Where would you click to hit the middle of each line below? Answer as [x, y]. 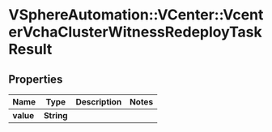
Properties [36, 79]
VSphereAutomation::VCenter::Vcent [136, 15]
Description [99, 102]
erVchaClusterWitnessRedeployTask [135, 32]
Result [30, 49]
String [55, 115]
